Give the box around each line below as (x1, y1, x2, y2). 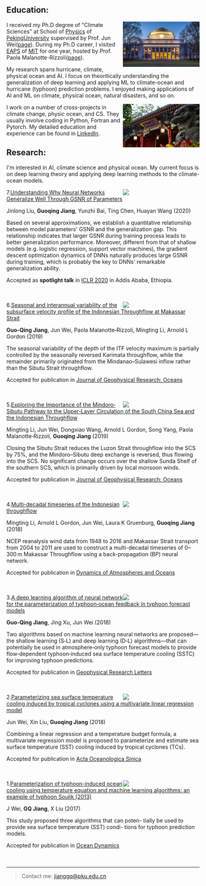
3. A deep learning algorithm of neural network (6, 594, 123, 601)
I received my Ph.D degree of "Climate (6, 21, 104, 28)
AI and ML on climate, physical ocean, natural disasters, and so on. (6, 91, 176, 99)
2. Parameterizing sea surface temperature (6, 693, 113, 701)
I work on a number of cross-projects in (6, 104, 107, 111)
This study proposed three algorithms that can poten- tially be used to (6, 817, 184, 824)
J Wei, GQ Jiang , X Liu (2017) (6, 804, 81, 812)
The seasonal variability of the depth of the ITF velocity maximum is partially (6, 345, 199, 352)
